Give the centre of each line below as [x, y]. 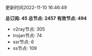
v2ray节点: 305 [29, 29]
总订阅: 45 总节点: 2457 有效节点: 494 [46, 18]
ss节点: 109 [25, 48]
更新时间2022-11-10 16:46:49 [36, 7]
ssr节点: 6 [23, 42]
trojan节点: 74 [27, 35]
